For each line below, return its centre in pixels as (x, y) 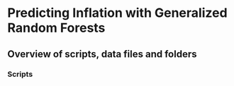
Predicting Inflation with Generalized (118, 13)
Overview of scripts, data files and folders (102, 54)
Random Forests (56, 28)
